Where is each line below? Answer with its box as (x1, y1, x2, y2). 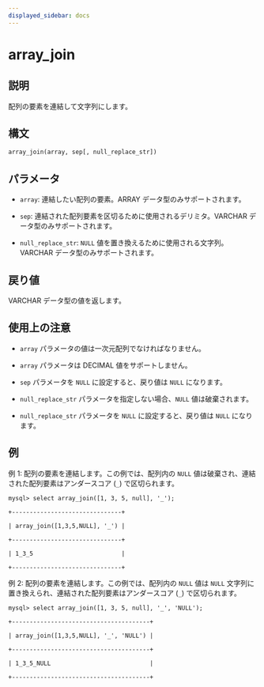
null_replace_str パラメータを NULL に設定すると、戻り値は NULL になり (19, 410, 253, 420)
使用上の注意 (8, 321, 71, 334)
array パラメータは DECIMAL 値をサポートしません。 (19, 360, 192, 370)
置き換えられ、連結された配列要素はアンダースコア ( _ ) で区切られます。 (8, 588, 241, 598)
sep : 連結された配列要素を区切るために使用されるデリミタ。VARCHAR (19, 211, 247, 221)
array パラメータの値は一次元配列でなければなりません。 (19, 343, 206, 353)
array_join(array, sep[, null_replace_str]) (8, 148, 157, 157)
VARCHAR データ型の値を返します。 (8, 296, 126, 305)
